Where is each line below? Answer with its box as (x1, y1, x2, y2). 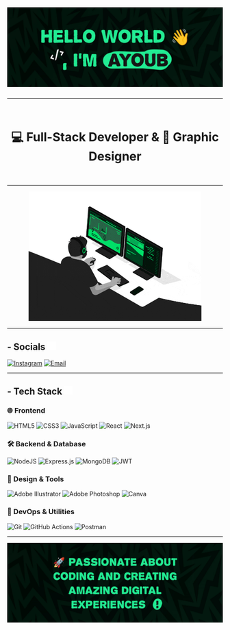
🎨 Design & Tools (7, 474, 64, 484)
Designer (88, 149, 142, 165)
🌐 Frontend (7, 406, 46, 415)
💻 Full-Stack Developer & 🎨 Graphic (11, 130, 219, 145)
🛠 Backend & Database (7, 439, 86, 448)
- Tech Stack (7, 385, 63, 397)
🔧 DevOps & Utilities (7, 507, 75, 517)
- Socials (7, 341, 46, 352)
